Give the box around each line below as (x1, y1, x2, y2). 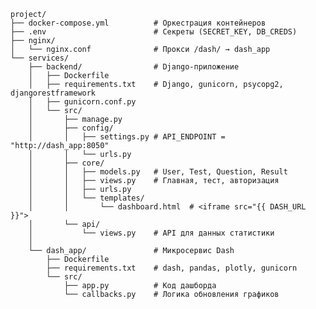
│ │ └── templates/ (28, 193, 145, 203)
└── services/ (10, 53, 70, 63)
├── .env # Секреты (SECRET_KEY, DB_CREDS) (10, 27, 298, 37)
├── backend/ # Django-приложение (28, 62, 240, 72)
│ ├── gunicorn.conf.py (28, 97, 137, 107)
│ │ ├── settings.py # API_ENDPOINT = (28, 132, 226, 142)
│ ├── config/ (28, 123, 114, 133)
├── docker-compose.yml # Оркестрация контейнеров (10, 18, 267, 28)
